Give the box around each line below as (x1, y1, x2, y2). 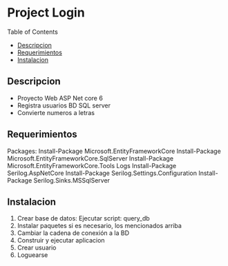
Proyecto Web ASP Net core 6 (17, 94, 104, 102)
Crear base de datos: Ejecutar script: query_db (17, 214, 150, 223)
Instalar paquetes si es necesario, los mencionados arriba (17, 222, 182, 230)
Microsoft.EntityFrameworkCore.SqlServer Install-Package (7, 154, 174, 163)
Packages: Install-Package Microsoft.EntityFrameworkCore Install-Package (7, 147, 221, 155)
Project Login (7, 5, 85, 21)
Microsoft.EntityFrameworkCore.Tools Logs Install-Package (7, 161, 177, 170)
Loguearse (17, 251, 48, 259)
